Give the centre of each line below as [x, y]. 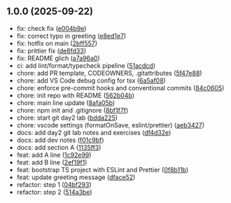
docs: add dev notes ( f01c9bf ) [60, 140]
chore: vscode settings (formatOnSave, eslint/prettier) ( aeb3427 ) [111, 125]
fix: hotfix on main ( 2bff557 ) [57, 43]
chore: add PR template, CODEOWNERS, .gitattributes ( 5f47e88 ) [109, 73]
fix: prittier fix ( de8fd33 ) [51, 50]
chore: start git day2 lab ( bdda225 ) [67, 118]
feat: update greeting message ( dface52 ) [76, 177]
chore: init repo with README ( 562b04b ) [75, 95]
